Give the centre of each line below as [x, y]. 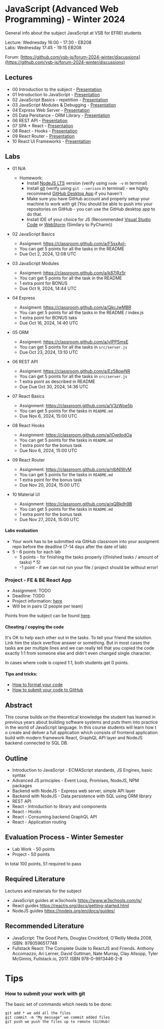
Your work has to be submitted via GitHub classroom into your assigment [85, 541]
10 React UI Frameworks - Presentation [51, 141]
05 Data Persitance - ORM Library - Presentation [61, 115]
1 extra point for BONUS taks [48, 317]
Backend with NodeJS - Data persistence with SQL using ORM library [82, 796]
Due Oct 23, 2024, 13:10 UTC [49, 352]
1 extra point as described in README [57, 381]
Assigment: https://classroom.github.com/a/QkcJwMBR [75, 307]
